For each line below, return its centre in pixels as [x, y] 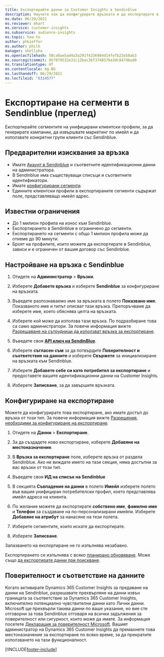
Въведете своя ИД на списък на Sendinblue [59, 477]
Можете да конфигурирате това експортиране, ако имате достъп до [77, 412]
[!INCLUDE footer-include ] [31, 649]
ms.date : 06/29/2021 [26, 19]
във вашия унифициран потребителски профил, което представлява [84, 491]
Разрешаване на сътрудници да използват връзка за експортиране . [83, 331]
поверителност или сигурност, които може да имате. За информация [78, 619]
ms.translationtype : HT [29, 64]
